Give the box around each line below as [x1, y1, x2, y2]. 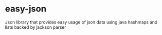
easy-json [5, 3, 47, 14]
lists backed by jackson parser [5, 24, 67, 30]
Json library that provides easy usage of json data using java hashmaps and [5, 19, 158, 25]
